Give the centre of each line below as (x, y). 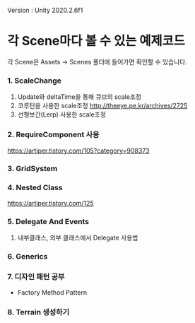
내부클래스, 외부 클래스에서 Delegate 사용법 (78, 238)
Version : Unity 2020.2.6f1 (45, 10)
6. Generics (28, 256)
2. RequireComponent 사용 (53, 135)
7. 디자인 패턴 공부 (36, 276)
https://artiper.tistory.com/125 (51, 203)
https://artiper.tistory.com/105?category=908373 (78, 151)
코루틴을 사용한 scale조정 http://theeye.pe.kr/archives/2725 (102, 106)
